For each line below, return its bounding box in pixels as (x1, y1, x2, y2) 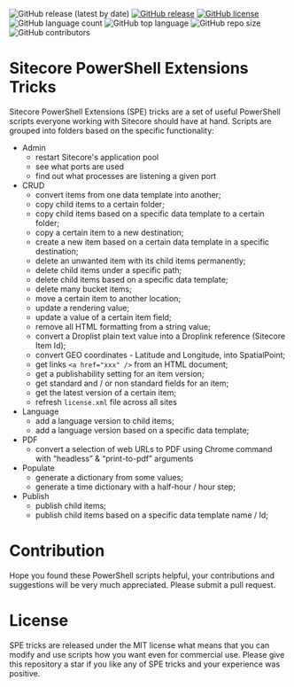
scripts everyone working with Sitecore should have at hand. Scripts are (9, 115, 272, 126)
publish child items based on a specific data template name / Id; (35, 510, 268, 520)
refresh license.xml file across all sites (35, 396, 177, 407)
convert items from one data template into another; (35, 189, 221, 199)
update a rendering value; (35, 302, 130, 313)
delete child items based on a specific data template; (35, 274, 228, 285)
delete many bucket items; (35, 284, 133, 294)
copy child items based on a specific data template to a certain (35, 208, 265, 219)
